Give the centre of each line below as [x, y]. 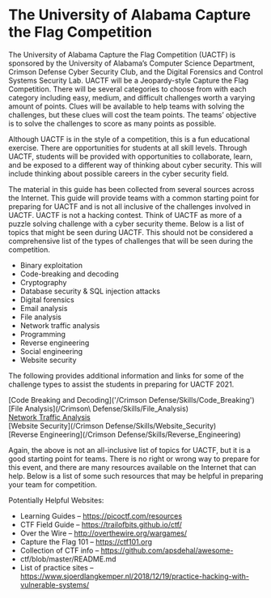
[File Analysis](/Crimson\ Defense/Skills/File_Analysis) [98, 408]
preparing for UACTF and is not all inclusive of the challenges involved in [129, 206]
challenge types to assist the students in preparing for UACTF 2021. [121, 384]
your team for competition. [53, 485]
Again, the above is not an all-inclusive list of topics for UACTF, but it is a [129, 450]
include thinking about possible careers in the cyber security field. [119, 173]
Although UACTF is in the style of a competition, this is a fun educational [129, 139]
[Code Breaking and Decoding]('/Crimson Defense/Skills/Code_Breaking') [131, 399]
